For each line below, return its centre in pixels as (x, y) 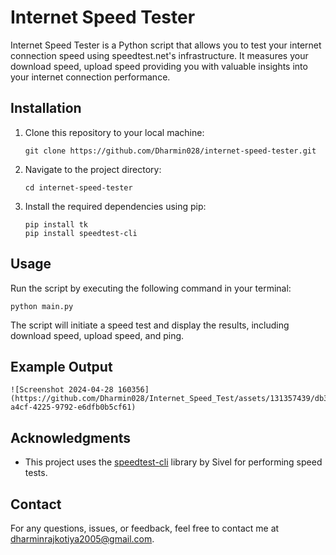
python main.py (42, 306)
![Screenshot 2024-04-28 (62, 390)
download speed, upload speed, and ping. (97, 335)
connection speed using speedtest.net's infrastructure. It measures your (159, 55)
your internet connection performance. (90, 77)
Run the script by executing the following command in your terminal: (151, 288)
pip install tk (56, 224)
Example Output (61, 366)
